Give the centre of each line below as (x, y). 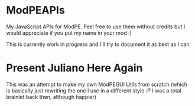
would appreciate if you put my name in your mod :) (69, 32)
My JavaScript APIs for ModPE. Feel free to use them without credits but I (96, 26)
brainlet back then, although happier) (51, 97)
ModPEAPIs (35, 10)
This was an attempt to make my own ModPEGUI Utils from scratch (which (97, 84)
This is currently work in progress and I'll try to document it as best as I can (98, 44)
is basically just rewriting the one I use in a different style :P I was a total (94, 90)
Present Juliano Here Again (74, 68)
